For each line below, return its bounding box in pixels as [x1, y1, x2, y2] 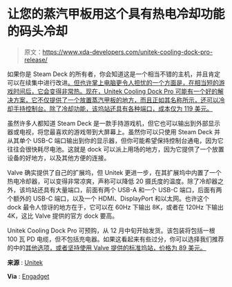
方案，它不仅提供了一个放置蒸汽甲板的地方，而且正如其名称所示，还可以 [12, 95, 219, 104]
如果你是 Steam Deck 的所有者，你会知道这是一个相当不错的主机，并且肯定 [7, 70, 221, 78]
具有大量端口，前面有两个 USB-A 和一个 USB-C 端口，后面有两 [43, 185, 222, 194]
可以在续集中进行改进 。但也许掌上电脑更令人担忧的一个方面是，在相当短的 [7, 78, 219, 86]
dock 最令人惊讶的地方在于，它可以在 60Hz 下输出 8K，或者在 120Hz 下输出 [7, 203, 224, 211]
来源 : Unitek [7, 258, 43, 266]
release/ [23, 55, 48, 64]
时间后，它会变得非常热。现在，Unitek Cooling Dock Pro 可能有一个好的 [12, 87, 218, 95]
